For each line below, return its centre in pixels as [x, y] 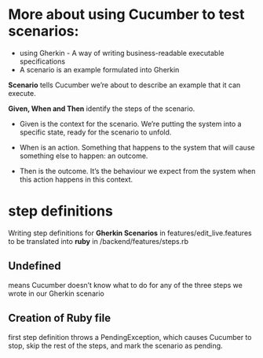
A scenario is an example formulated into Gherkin [99, 69]
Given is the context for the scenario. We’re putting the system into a [130, 124]
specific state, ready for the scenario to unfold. [95, 132]
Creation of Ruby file [60, 318]
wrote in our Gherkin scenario [56, 293]
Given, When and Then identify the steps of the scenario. [102, 109]
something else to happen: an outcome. [84, 156]
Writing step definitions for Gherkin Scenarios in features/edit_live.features [130, 233]
